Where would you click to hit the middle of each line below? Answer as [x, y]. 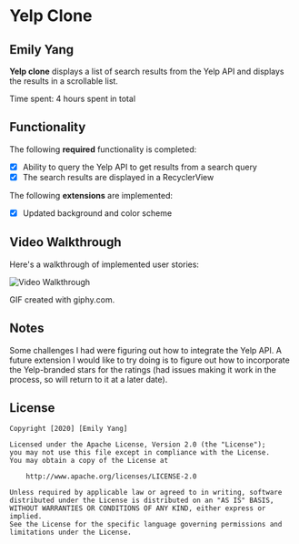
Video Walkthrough [65, 242]
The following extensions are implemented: [91, 195]
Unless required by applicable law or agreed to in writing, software [146, 493]
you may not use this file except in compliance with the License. [140, 453]
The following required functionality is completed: [103, 149]
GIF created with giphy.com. [62, 299]
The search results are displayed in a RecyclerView [118, 177]
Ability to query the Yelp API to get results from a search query [140, 167]
